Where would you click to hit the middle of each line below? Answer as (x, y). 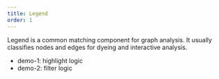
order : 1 (20, 20)
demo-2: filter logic (45, 68)
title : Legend (28, 14)
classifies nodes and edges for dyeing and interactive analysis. (97, 47)
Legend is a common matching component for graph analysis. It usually (109, 39)
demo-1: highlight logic (50, 60)
